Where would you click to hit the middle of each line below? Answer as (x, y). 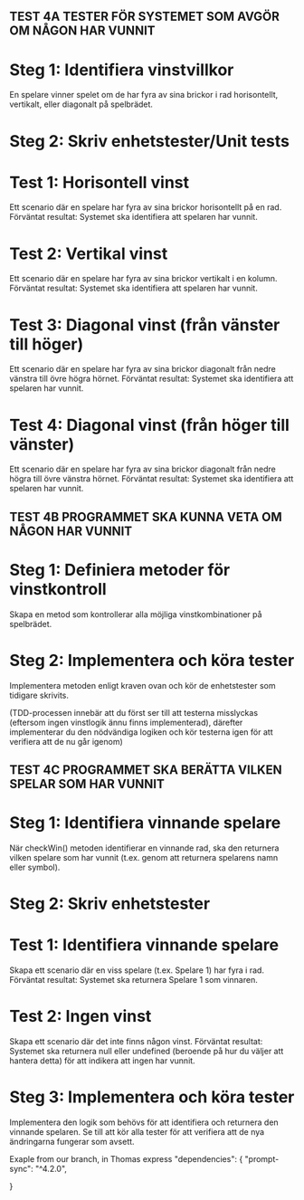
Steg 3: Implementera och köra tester (152, 1097)
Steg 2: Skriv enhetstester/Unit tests (149, 141)
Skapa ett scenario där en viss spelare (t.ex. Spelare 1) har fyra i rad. (137, 970)
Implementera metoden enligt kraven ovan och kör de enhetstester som (142, 685)
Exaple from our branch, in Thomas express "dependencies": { (126, 1158)
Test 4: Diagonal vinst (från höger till (149, 425)
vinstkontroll (58, 589)
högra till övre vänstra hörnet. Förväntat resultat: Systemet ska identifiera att (152, 479)
